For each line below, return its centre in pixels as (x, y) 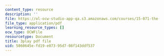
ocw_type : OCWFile (24, 32)
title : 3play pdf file (28, 41)
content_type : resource (29, 9)
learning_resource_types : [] (35, 28)
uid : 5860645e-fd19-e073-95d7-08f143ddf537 (50, 46)
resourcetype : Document (29, 37)
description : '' (21, 14)
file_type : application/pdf (34, 23)
